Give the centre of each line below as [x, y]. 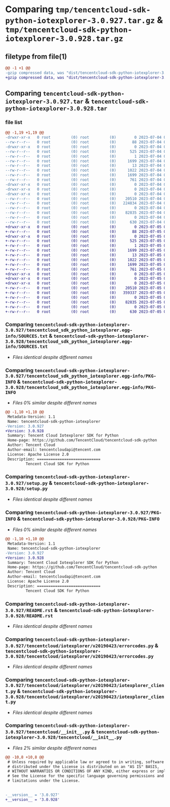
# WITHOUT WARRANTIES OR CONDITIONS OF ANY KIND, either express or [81, 771]
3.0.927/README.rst [29, 610]
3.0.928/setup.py [27, 489]
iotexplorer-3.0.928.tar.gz [64, 39]
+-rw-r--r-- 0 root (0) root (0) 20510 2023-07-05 [83, 288]
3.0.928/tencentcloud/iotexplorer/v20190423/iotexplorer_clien [85, 697]
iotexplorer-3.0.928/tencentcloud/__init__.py [64, 737]
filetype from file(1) [36, 56]
